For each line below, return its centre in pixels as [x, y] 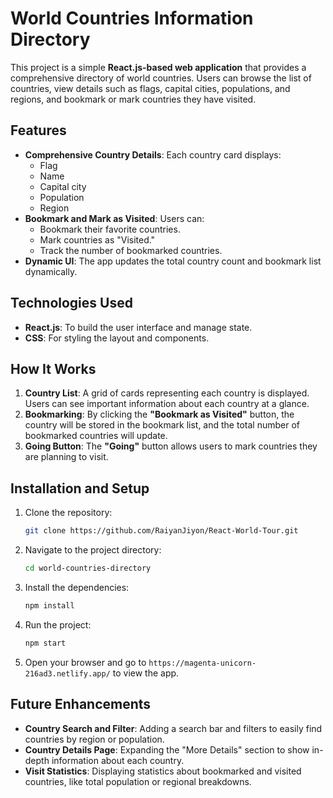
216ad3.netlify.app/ [67, 673]
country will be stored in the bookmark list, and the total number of [162, 425]
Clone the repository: [68, 513]
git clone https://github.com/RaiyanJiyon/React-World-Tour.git [161, 531]
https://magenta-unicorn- [202, 663]
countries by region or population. [94, 739]
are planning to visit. [66, 457]
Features [38, 130]
